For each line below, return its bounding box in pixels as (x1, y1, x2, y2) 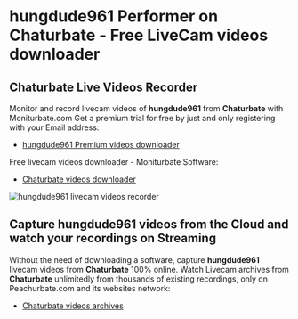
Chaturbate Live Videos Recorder (9, 79, 198, 94)
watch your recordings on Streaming (9, 231, 216, 246)
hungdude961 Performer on (9, 6, 219, 27)
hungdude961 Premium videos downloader (21, 140, 181, 150)
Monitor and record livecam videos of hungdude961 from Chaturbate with (9, 103, 284, 113)
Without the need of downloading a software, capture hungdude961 (9, 254, 260, 265)
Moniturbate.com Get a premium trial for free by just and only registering (9, 113, 276, 123)
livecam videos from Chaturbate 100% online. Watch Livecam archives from (9, 264, 289, 274)
